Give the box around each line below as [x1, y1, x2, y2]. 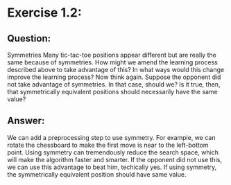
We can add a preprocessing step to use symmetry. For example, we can [7, 133, 216, 141]
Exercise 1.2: [7, 5, 82, 21]
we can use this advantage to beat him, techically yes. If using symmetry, [7, 163, 217, 171]
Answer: [7, 115, 45, 127]
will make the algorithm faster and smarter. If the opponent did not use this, [7, 155, 222, 164]
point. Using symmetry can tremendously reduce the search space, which [7, 148, 219, 157]
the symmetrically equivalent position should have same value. [7, 170, 187, 178]
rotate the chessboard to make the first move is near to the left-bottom [7, 141, 209, 149]
